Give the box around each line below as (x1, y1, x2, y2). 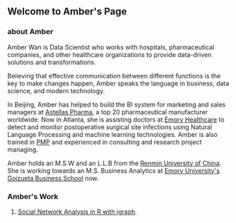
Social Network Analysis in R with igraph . (17, 207, 138, 216)
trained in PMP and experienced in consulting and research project (7, 138, 202, 146)
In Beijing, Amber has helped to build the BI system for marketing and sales (7, 100, 226, 109)
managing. (7, 145, 39, 154)
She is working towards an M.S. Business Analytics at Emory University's (7, 166, 220, 175)
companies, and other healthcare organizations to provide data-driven (7, 50, 212, 59)
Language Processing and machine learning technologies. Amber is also (7, 130, 218, 138)
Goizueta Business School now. (7, 174, 99, 182)
